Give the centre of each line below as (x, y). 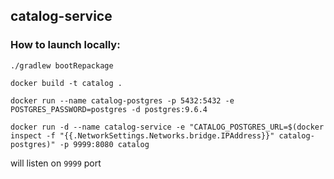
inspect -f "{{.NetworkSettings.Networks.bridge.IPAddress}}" (142, 135)
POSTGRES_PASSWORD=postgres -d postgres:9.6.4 (109, 109)
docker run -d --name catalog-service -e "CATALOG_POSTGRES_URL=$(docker (167, 127)
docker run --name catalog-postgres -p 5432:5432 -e (122, 100)
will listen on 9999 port (56, 163)
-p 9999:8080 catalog (104, 144)
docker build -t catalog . (66, 83)
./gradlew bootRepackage (62, 65)
